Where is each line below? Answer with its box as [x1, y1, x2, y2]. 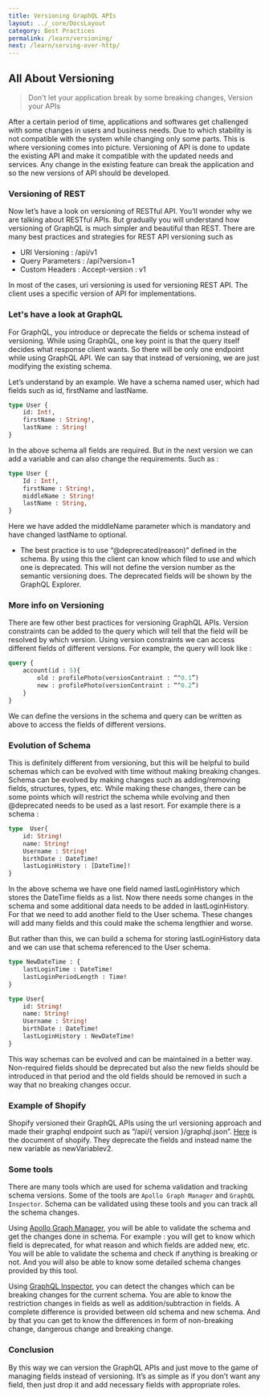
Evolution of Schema [8, 739, 91, 751]
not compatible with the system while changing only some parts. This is [8, 133, 246, 143]
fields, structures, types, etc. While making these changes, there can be [8, 784, 247, 793]
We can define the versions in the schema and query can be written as [8, 711, 243, 720]
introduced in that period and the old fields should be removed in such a [8, 1071, 247, 1081]
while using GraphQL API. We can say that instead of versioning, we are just [8, 353, 259, 363]
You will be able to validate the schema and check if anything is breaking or [8, 1249, 259, 1259]
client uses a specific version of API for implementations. [8, 289, 197, 298]
